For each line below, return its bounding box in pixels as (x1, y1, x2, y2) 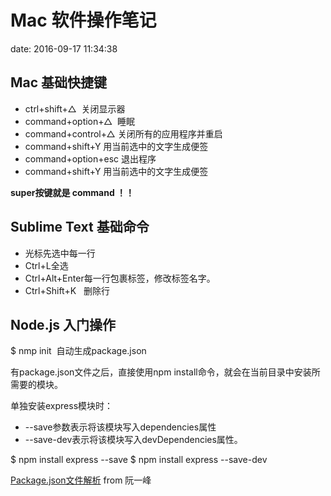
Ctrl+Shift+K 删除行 (24, 284, 110, 296)
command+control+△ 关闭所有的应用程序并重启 (24, 127, 223, 140)
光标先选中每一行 (24, 247, 96, 259)
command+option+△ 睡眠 (24, 115, 136, 127)
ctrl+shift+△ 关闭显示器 (24, 102, 126, 115)
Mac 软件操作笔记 (10, 9, 157, 32)
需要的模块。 (10, 379, 63, 391)
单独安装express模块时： (10, 400, 114, 412)
